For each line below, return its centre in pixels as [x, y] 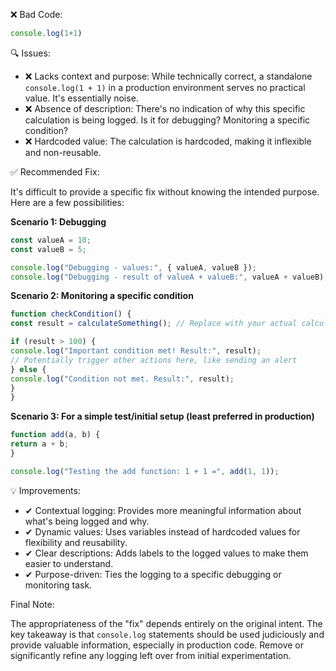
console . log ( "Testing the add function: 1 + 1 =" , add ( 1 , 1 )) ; [145, 471]
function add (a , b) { [55, 435]
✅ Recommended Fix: [55, 171]
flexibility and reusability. [76, 542]
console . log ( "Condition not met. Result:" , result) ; [122, 379]
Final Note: [32, 604]
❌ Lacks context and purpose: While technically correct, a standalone [168, 76]
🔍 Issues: [30, 53]
